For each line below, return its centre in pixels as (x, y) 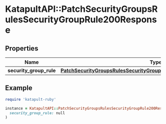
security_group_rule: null (37, 113)
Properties (22, 48)
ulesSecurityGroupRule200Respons (81, 20)
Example (19, 88)
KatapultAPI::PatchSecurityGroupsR (82, 9)
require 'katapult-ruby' (31, 99)
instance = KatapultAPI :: (32, 108)
